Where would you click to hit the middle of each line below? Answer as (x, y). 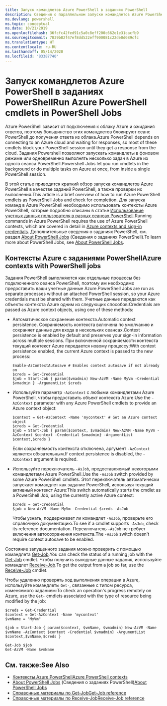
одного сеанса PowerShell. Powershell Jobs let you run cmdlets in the (77, 164)
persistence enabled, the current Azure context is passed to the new (83, 351)
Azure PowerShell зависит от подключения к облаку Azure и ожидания (80, 127)
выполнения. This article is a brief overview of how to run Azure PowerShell (83, 195)
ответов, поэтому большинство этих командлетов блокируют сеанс (78, 132)
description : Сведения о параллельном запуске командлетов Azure (74, 14)
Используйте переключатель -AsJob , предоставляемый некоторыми (85, 469)
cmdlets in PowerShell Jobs (64, 113)
